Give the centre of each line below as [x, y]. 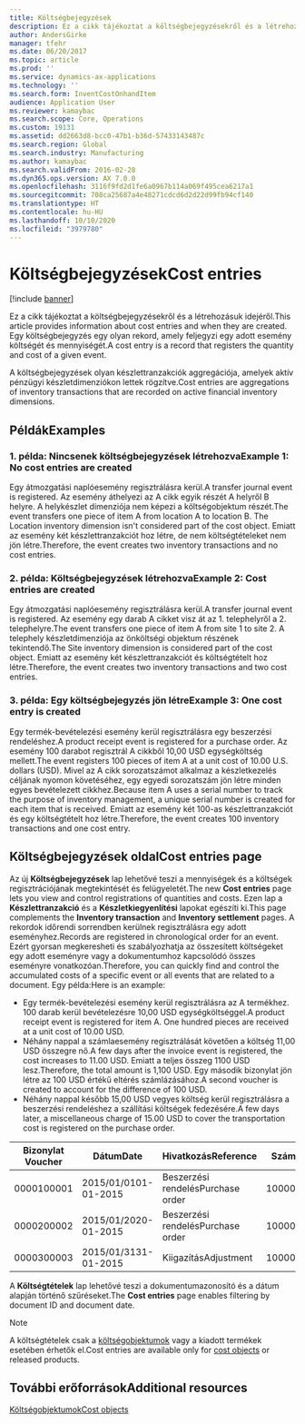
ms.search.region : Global [58, 144]
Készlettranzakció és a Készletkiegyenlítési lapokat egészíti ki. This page [148, 907]
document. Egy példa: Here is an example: [88, 984]
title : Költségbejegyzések [60, 18]
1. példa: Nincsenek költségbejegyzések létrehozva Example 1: [149, 456]
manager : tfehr [38, 43]
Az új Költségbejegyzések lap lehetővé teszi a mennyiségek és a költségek [151, 878]
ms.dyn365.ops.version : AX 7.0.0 [73, 178]
